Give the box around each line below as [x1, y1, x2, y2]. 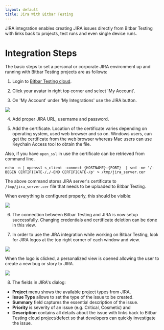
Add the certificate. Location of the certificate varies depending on [12, 126, 147, 131]
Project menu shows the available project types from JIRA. [12, 289, 131, 295]
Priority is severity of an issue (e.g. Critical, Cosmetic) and [12, 305, 131, 310]
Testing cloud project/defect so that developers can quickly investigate [12, 315, 156, 321]
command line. [5, 156, 35, 162]
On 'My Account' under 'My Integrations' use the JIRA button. [12, 98, 137, 103]
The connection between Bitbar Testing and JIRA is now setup [12, 212, 138, 218]
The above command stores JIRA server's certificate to [5, 178, 117, 184]
